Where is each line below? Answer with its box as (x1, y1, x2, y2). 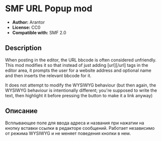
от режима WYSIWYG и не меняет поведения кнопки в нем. (5, 130, 131, 136)
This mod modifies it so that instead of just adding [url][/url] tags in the (5, 62, 148, 68)
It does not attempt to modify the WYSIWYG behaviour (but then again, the (5, 82, 156, 88)
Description (5, 44, 42, 52)
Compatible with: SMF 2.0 (12, 29, 66, 35)
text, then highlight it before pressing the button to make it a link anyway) (5, 92, 153, 98)
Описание (5, 107, 38, 115)
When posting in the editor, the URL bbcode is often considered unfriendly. (5, 57, 157, 63)
